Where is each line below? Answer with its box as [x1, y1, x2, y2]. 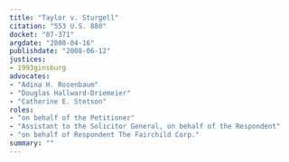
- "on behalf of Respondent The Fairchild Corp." [9, 130, 200, 139]
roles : [9, 105, 34, 114]
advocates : [9, 72, 51, 81]
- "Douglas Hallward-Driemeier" [9, 88, 131, 97]
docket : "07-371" [9, 30, 75, 39]
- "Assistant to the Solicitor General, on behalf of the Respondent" [9, 122, 281, 131]
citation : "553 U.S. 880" [9, 22, 107, 31]
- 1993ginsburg [9, 64, 67, 73]
